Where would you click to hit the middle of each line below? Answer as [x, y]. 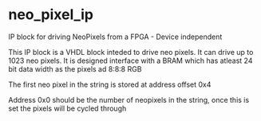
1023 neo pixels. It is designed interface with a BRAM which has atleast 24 [130, 60]
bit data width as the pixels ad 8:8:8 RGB [75, 68]
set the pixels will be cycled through [67, 108]
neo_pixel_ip [51, 15]
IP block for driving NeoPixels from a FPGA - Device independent [115, 37]
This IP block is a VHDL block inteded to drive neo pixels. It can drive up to [131, 52]
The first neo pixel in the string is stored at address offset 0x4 [110, 84]
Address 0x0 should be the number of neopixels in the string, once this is [129, 100]
